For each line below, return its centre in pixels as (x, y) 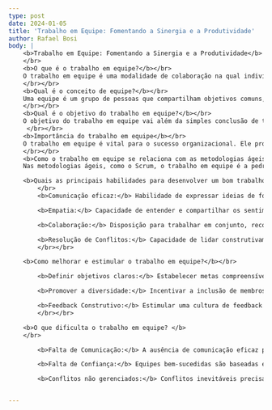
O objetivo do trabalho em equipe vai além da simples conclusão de (141, 121)
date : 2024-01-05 (38, 23)
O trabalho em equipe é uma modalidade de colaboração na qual (132, 76)
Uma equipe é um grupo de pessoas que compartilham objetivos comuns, (144, 99)
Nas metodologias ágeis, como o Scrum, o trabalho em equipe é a (136, 167)
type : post (27, 16)
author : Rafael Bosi (43, 38)
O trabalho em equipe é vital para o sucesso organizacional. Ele (137, 144)
